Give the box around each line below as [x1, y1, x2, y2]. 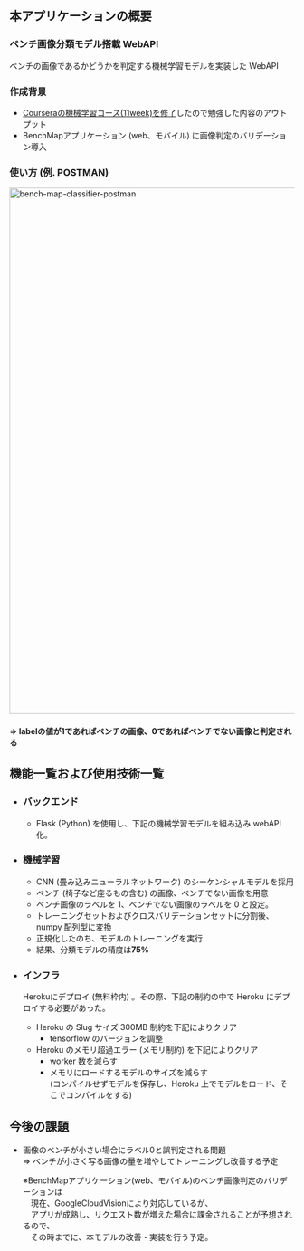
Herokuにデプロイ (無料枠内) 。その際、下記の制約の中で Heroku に [22, 991, 274, 1002]
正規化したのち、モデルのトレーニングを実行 [35, 932, 204, 943]
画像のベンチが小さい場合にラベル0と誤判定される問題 [22, 1144, 226, 1155]
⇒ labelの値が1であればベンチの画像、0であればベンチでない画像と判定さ [9, 725, 284, 736]
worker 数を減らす [49, 1055, 118, 1066]
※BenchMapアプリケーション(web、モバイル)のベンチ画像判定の [22, 1175, 264, 1186]
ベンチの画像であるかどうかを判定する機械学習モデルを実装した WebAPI [9, 60, 279, 71]
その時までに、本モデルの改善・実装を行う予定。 [30, 1231, 214, 1242]
